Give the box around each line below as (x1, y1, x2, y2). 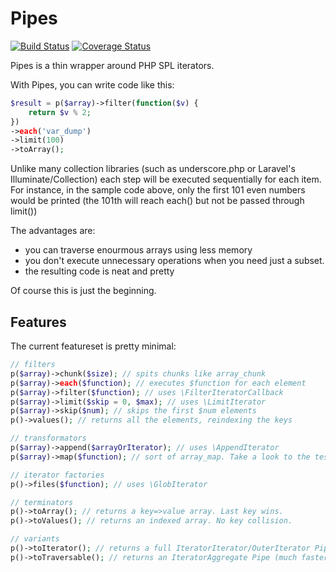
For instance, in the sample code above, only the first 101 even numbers (10, 184, 306, 196)
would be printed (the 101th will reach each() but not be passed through (10, 195, 305, 207)
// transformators (10, 433, 87, 444)
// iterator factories (10, 470, 105, 480)
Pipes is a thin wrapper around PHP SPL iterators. (10, 59, 215, 71)
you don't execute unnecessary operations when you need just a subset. (24, 255, 325, 267)
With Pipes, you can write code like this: (10, 78, 175, 91)
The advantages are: (10, 225, 96, 237)
